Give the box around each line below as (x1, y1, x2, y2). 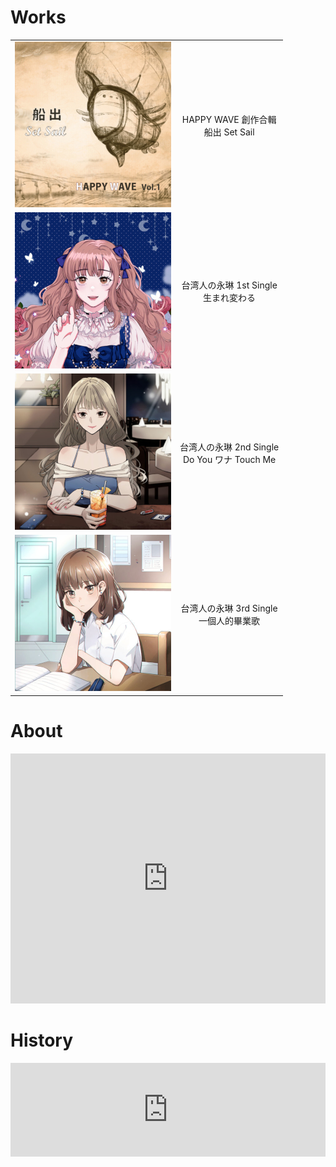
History (10, 1029, 74, 1052)
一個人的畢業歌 (198, 614, 261, 626)
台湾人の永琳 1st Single (181, 279, 278, 291)
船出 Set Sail (203, 126, 255, 138)
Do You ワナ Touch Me (182, 453, 277, 465)
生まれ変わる (203, 292, 257, 304)
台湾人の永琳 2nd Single (179, 441, 280, 453)
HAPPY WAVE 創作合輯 (181, 113, 277, 125)
